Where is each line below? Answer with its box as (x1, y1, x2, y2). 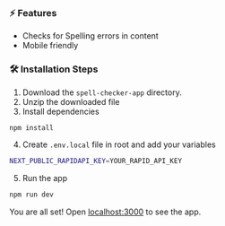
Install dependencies (22, 106, 100, 117)
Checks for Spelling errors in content (22, 30, 159, 41)
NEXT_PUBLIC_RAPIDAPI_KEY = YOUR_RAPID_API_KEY (9, 157, 182, 166)
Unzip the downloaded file (22, 96, 120, 107)
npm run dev (9, 190, 54, 199)
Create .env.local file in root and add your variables (22, 139, 217, 150)
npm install (9, 123, 54, 132)
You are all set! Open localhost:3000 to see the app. (9, 206, 202, 217)
